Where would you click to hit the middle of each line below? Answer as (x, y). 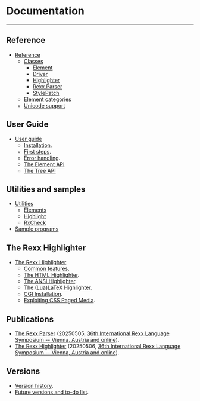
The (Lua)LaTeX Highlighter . (58, 287)
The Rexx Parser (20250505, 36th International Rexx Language (92, 333)
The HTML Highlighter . (51, 275)
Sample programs (37, 229)
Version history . (34, 385)
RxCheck (35, 223)
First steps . (37, 151)
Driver (40, 74)
